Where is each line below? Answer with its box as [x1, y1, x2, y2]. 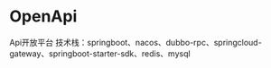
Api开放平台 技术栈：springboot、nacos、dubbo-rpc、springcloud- [9, 37, 262, 47]
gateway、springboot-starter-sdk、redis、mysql [9, 47, 192, 59]
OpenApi [9, 6, 78, 27]
